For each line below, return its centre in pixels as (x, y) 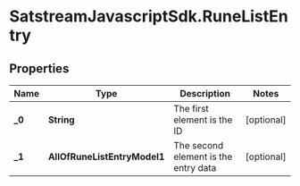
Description (205, 93)
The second (199, 145)
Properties (39, 68)
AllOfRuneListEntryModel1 (106, 156)
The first (192, 109)
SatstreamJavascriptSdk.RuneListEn (149, 17)
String (61, 120)
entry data (195, 168)
